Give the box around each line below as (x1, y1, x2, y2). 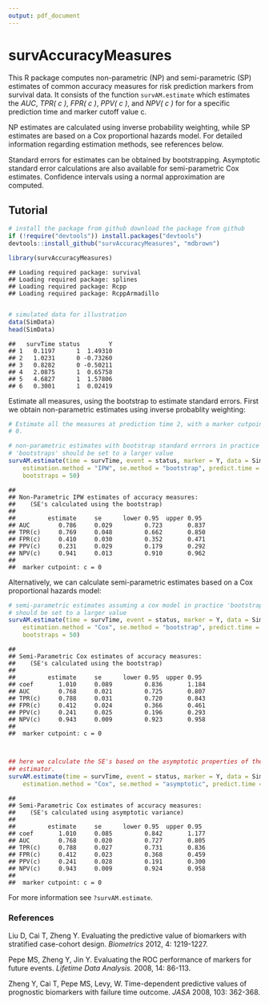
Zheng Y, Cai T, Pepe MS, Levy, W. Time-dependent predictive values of (8, 979, 247, 988)
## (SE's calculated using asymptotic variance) (8, 808, 184, 817)
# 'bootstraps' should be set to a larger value (8, 449, 174, 457)
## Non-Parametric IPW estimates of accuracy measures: (8, 493, 199, 501)
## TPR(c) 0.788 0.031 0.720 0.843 (8, 694, 206, 702)
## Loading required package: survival (8, 268, 142, 276)
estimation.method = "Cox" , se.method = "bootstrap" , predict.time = (22, 624, 260, 632)
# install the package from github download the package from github (8, 225, 246, 233)
